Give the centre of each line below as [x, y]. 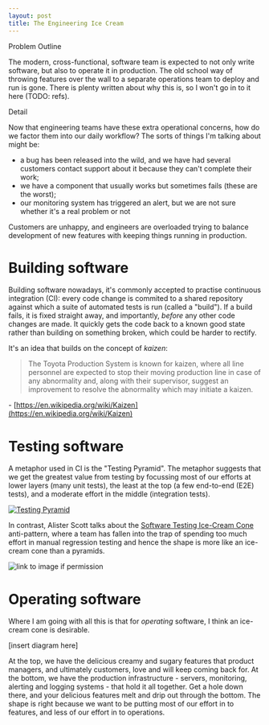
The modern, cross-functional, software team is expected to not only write [132, 62]
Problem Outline [35, 46]
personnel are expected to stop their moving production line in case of [144, 373]
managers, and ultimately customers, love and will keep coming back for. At [133, 669]
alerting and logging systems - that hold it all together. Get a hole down [126, 687]
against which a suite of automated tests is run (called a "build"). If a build [130, 307]
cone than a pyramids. [68, 551]
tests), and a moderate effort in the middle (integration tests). [109, 494]
